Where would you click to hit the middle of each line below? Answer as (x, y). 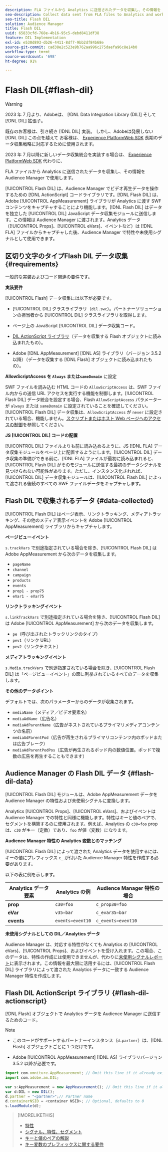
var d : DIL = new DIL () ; (30, 1092)
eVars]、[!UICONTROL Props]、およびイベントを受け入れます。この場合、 (81, 950)
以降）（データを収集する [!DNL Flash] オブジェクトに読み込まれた (80, 359)
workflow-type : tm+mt (28, 52)
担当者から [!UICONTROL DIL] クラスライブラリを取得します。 (85, 315)
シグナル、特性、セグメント (53, 1132)
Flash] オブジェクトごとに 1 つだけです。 (54, 1047)
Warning (14, 104)
